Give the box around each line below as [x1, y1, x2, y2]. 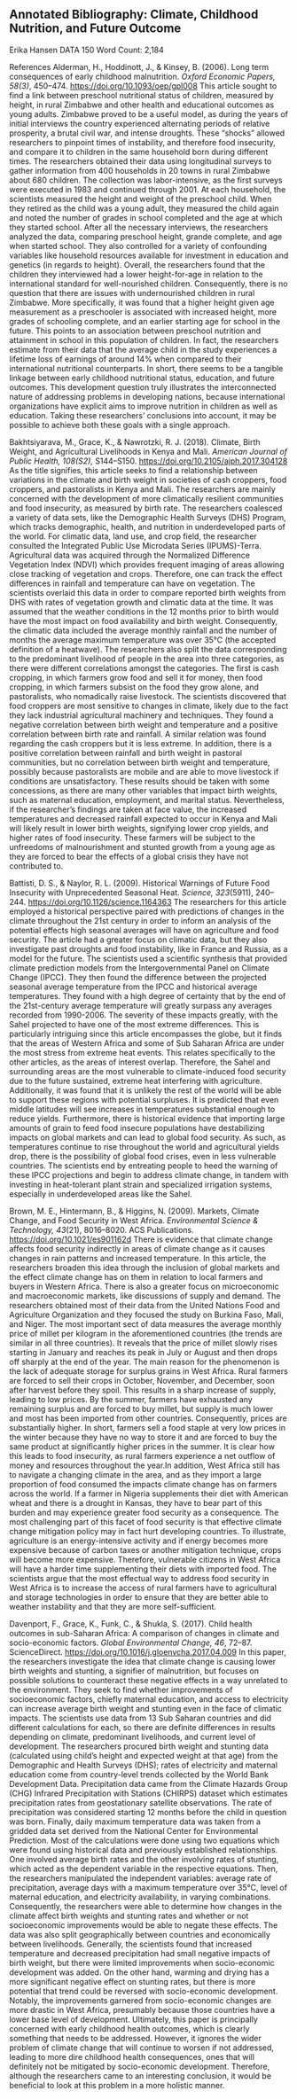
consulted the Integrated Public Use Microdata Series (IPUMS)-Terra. [9, 540, 262, 550]
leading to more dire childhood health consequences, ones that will [9, 2051, 255, 2062]
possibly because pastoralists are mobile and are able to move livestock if [9, 766, 279, 776]
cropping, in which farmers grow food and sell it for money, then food [9, 672, 263, 683]
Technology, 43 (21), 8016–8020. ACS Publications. [9, 1224, 195, 1235]
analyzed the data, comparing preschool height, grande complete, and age [9, 230, 283, 242]
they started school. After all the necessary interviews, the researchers [9, 222, 269, 232]
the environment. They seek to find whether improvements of [9, 1684, 233, 1695]
